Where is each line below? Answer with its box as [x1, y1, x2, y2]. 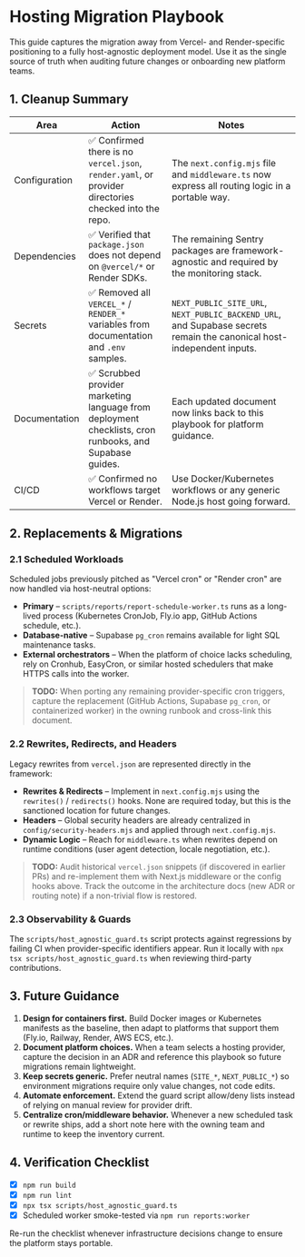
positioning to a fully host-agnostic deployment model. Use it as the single [9, 45, 288, 56]
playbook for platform [171, 418, 264, 431]
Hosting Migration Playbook [9, 6, 224, 27]
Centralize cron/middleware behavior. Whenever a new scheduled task [22, 1109, 293, 1120]
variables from [88, 318, 150, 331]
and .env [88, 341, 126, 353]
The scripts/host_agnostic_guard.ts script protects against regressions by [9, 934, 292, 945]
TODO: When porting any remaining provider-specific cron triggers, [31, 686, 286, 697]
